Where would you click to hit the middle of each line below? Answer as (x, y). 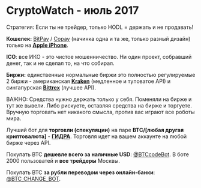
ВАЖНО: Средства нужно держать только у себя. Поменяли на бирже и (99, 99)
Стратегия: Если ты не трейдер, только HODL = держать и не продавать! (100, 27)
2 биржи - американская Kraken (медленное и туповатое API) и (88, 81)
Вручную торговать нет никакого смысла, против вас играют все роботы (100, 112)
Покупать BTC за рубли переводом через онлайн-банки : (81, 172)
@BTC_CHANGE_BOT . (34, 178)
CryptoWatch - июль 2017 (73, 11)
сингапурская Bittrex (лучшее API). (51, 87)
